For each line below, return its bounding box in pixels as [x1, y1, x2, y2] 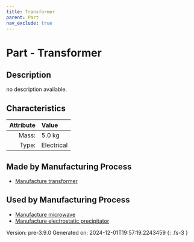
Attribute [9, 121, 36, 129]
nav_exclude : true [6, 20, 52, 26]
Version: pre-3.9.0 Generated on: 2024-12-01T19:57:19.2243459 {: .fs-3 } [6, 229, 189, 236]
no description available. [6, 85, 67, 93]
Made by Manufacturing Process [6, 161, 132, 172]
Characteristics [6, 103, 66, 113]
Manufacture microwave [14, 211, 76, 218]
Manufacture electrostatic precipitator [14, 217, 110, 225]
